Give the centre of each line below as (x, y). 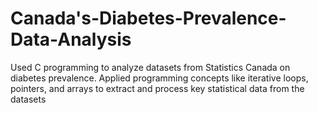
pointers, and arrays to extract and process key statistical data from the (157, 88)
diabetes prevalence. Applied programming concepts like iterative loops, (159, 78)
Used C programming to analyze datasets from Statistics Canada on (150, 67)
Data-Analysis (71, 39)
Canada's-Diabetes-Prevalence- (148, 18)
